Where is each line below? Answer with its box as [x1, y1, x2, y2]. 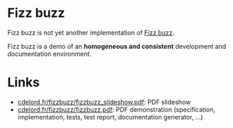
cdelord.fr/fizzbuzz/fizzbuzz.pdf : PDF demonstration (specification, [17, 105, 216, 114]
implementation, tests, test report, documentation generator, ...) [17, 112, 203, 121]
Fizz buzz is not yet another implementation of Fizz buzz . [7, 28, 175, 37]
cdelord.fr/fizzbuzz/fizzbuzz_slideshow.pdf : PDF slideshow [17, 98, 191, 106]
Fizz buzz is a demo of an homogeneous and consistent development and [7, 42, 227, 50]
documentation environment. [7, 50, 92, 58]
